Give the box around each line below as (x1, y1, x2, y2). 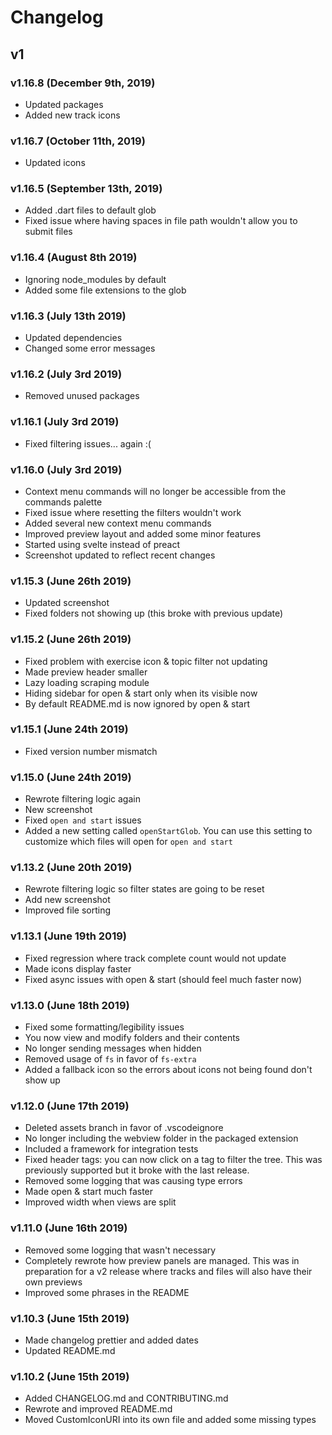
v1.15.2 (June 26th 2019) (10, 632, 132, 646)
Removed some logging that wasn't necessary (24, 1244, 217, 1256)
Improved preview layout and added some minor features (24, 527, 262, 540)
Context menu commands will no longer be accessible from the (24, 485, 287, 497)
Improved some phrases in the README (24, 1286, 190, 1298)
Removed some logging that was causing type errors (24, 1175, 243, 1187)
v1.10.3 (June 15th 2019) (10, 1311, 130, 1325)
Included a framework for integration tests (24, 1143, 199, 1155)
